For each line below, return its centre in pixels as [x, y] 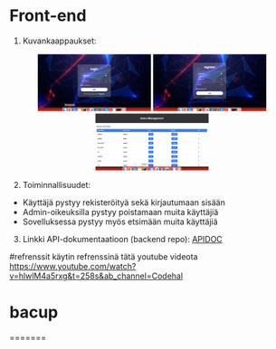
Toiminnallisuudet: [57, 185]
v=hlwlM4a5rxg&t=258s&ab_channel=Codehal [96, 276]
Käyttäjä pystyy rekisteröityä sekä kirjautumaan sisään [124, 203]
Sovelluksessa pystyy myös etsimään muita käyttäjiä [120, 222]
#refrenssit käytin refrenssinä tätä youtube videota [104, 257]
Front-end [48, 16]
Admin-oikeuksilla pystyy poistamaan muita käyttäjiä [120, 212]
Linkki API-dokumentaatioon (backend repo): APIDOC [123, 240]
